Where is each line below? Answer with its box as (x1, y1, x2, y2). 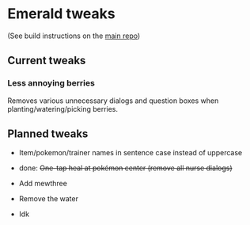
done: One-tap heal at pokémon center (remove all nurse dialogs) (18, 163, 233, 173)
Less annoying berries (7, 78, 96, 89)
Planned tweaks (7, 128, 89, 141)
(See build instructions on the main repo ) (7, 31, 141, 40)
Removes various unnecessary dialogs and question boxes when (7, 96, 219, 105)
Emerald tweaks (7, 5, 116, 23)
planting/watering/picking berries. (7, 104, 119, 113)
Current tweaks (7, 54, 86, 67)
